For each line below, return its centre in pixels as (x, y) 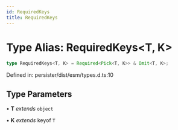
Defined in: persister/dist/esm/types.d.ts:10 (60, 75)
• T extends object (30, 109)
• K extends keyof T (31, 120)
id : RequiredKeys (28, 12)
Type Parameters (39, 94)
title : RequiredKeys (32, 18)
